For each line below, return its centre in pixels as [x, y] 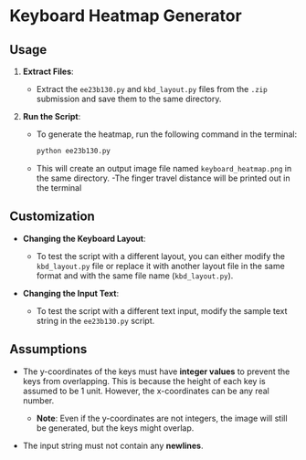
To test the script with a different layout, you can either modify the [161, 256]
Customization [53, 217]
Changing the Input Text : [71, 293]
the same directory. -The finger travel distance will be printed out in [163, 178]
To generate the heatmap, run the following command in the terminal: [167, 134]
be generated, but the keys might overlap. [115, 428]
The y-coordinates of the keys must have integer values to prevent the [156, 371]
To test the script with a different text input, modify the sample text [162, 310]
